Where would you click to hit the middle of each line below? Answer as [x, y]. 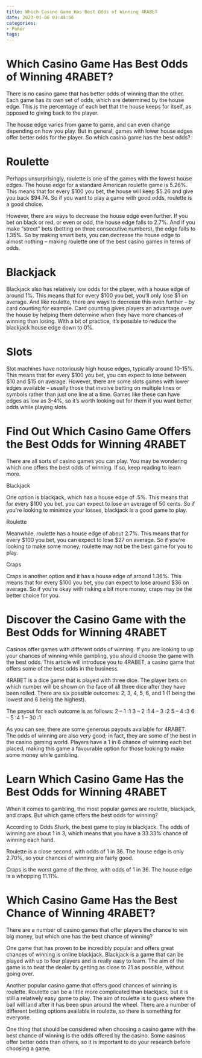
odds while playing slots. [37, 407]
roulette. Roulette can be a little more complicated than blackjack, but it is [97, 992]
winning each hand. [31, 840]
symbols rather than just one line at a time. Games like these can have [93, 394]
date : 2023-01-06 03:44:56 [40, 18]
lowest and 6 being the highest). [46, 699]
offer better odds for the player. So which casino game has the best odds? [99, 138]
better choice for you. [33, 595]
